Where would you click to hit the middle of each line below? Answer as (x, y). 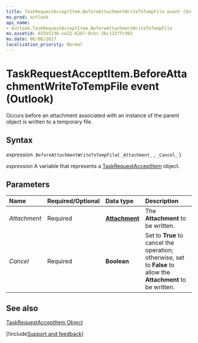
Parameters (28, 185)
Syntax (19, 140)
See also (22, 308)
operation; (159, 250)
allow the (158, 273)
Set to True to (164, 235)
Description (162, 201)
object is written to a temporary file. (49, 121)
